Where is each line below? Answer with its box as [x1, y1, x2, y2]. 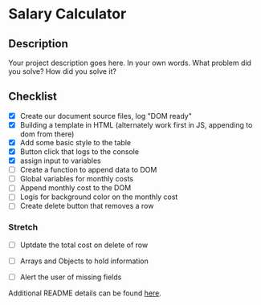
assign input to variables [19, 156, 102, 165]
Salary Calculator [8, 5, 127, 23]
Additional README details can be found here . [8, 288, 162, 298]
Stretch [8, 222, 39, 233]
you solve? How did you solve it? [8, 67, 116, 76]
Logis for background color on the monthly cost [19, 192, 178, 201]
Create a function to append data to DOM [19, 165, 157, 175]
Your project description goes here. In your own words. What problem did [8, 58, 251, 67]
